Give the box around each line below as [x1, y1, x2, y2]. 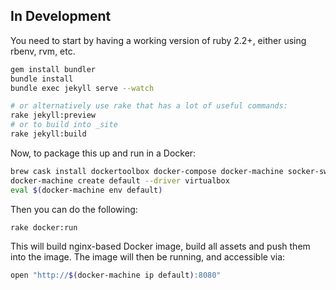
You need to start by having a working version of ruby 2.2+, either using [10, 34, 307, 46]
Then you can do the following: [10, 203, 138, 215]
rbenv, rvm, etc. [10, 45, 76, 57]
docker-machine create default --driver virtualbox [10, 175, 230, 186]
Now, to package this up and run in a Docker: [10, 147, 197, 159]
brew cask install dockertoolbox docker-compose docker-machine [10, 166, 284, 176]
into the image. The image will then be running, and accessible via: [10, 251, 286, 263]
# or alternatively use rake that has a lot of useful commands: [10, 101, 288, 111]
